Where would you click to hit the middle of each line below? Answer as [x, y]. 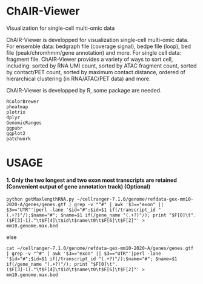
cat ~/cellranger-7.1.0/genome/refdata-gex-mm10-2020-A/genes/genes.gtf [100, 248]
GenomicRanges [24, 123]
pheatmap [17, 107]
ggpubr [15, 128]
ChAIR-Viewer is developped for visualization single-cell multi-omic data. [98, 40]
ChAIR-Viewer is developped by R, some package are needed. [84, 90]
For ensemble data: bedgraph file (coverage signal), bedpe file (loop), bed [99, 46]
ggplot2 [16, 133]
